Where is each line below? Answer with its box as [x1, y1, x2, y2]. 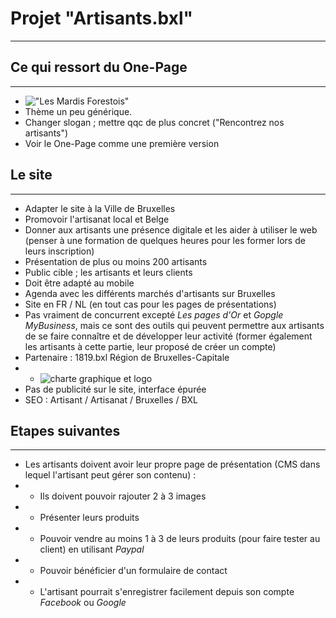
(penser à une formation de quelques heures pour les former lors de [24, 234, 306, 246]
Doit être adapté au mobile [24, 277, 135, 289]
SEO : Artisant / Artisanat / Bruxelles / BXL [24, 393, 199, 406]
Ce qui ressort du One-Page [10, 59, 188, 76]
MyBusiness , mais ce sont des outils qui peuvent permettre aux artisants [24, 319, 325, 331]
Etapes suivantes [10, 422, 121, 439]
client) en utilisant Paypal [39, 543, 145, 556]
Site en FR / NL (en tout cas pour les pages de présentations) [24, 298, 277, 310]
